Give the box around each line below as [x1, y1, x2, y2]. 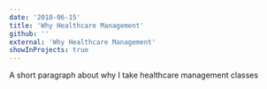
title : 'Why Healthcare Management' [9, 21, 144, 30]
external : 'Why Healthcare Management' [9, 37, 156, 47]
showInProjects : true [9, 46, 89, 55]
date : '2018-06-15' [9, 12, 81, 22]
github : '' [9, 29, 50, 38]
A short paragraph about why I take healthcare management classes [9, 70, 259, 80]
